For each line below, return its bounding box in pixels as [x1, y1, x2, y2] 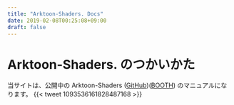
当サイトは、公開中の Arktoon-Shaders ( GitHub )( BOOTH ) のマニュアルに [7, 81, 221, 89]
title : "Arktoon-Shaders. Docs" [7, 10, 103, 18]
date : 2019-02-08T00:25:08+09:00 [7, 17, 107, 24]
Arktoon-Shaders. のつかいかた [7, 56, 195, 72]
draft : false [7, 23, 46, 31]
